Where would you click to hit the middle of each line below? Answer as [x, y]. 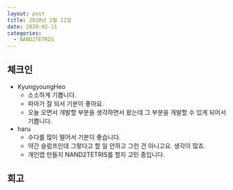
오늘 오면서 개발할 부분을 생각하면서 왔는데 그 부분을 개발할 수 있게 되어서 [127, 112]
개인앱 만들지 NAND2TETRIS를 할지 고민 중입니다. [96, 155]
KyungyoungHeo [41, 86]
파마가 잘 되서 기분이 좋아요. [66, 103]
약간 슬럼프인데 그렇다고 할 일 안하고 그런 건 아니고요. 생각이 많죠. [116, 145]
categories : [24, 33]
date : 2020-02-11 [32, 26]
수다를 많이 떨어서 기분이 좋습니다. [74, 137]
